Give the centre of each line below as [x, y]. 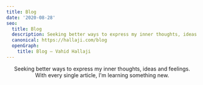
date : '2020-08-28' [31, 18]
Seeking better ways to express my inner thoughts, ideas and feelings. [102, 69]
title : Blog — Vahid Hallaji [54, 52]
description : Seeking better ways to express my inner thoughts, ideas [105, 35]
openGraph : [26, 46]
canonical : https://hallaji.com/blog [60, 40]
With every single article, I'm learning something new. [102, 75]
